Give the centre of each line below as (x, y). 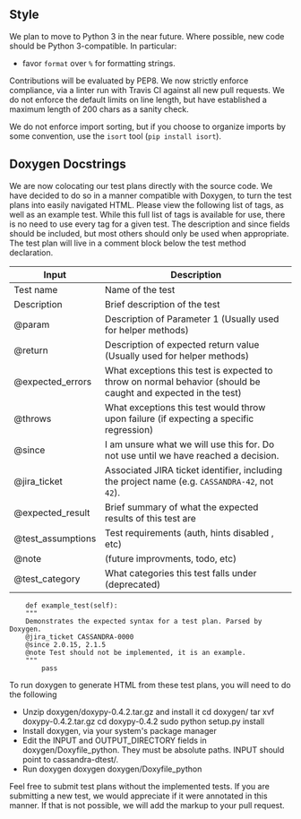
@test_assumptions (55, 539)
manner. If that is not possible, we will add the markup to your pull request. (147, 805)
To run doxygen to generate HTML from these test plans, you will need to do (150, 685)
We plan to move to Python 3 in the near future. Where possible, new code (147, 36)
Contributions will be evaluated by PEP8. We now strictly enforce (129, 81)
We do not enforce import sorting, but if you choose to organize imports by (148, 126)
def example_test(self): (72, 605)
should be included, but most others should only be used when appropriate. (149, 233)
